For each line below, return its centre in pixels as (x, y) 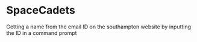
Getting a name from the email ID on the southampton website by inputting (99, 27)
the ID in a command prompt (42, 33)
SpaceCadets (41, 10)
